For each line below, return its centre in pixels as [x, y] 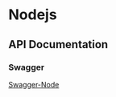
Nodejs [33, 15]
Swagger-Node [34, 84]
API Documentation [58, 44]
